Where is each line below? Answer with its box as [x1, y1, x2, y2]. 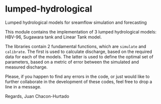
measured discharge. [5, 64, 48, 70]
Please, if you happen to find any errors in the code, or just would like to [5, 73, 150, 79]
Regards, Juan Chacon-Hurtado [5, 93, 69, 99]
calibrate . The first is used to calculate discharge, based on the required [5, 49, 152, 54]
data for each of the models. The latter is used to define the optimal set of [5, 53, 154, 59]
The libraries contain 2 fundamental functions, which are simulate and [5, 43, 146, 49]
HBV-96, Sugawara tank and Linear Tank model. [5, 34, 102, 40]
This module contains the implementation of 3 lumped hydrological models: [5, 29, 157, 35]
